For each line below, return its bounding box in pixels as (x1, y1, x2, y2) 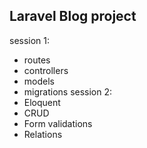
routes (23, 54, 51, 66)
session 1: (9, 34, 51, 46)
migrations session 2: (23, 85, 113, 98)
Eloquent (23, 96, 61, 108)
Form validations (23, 117, 93, 129)
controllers (23, 64, 69, 76)
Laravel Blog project (9, 8, 137, 25)
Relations (23, 128, 63, 140)
